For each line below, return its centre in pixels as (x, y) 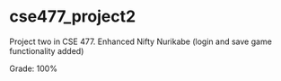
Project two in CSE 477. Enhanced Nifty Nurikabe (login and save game (140, 41)
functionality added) (47, 50)
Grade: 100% (34, 68)
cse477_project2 (73, 17)
